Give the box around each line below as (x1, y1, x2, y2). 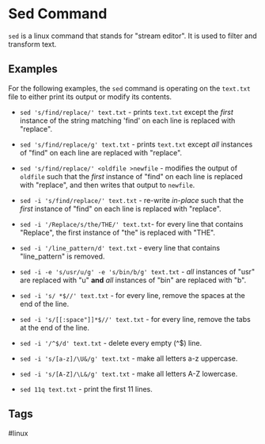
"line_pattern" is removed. (19, 251, 105, 261)
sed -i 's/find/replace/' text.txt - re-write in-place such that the (19, 195, 244, 205)
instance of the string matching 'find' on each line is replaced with (19, 116, 236, 125)
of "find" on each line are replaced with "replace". (19, 147, 183, 157)
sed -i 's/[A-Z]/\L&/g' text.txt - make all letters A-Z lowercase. (19, 369, 238, 378)
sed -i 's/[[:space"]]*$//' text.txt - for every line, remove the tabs (19, 314, 251, 323)
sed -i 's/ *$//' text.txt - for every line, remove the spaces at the (19, 290, 245, 300)
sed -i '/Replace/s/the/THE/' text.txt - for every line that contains (19, 219, 244, 228)
